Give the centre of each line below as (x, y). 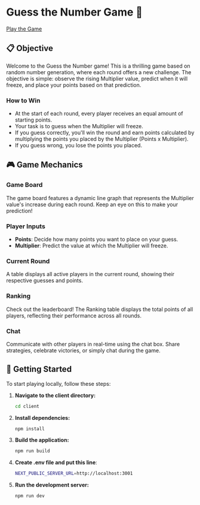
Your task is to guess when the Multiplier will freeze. (79, 126)
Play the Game (24, 29)
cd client (27, 406)
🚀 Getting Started (39, 369)
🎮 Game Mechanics (45, 165)
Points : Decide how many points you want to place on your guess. (96, 240)
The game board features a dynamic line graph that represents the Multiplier (100, 198)
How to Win (23, 100)
